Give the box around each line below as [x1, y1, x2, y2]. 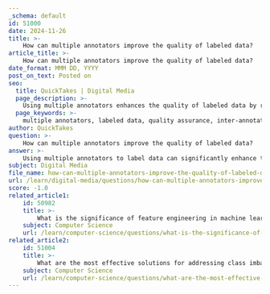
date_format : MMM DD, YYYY [8, 64, 99, 72]
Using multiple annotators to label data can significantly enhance [22, 154, 257, 162]
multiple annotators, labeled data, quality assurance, [22, 117, 215, 125]
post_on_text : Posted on [8, 72, 92, 80]
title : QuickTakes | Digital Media [15, 86, 135, 95]
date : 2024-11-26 [8, 27, 67, 35]
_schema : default [8, 11, 67, 20]
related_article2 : [8, 237, 70, 245]
